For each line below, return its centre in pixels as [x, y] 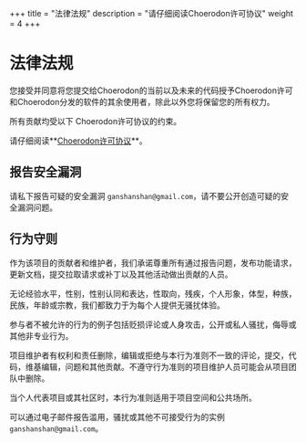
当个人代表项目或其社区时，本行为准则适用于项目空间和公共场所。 [133, 397]
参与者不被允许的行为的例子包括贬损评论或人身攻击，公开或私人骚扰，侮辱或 [153, 324]
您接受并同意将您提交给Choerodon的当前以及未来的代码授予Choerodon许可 [151, 90]
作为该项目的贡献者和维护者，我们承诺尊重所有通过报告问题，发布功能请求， [153, 262]
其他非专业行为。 [41, 335]
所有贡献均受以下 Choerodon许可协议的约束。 [96, 121]
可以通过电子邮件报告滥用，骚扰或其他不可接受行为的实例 [117, 417]
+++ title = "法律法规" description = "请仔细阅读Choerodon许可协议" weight [152, 13]
